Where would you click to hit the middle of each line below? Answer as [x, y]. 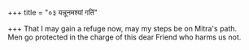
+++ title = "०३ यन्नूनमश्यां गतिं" [53, 12]
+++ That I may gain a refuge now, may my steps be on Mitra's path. [122, 29]
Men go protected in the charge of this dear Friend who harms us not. [124, 37]
